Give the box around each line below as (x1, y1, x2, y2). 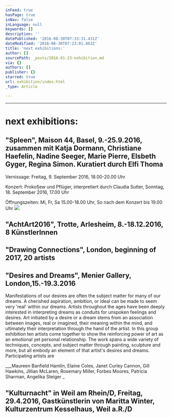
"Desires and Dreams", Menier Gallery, (5, 271, 132, 280)
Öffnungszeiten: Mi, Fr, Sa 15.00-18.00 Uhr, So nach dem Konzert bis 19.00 (5, 199, 163, 205)
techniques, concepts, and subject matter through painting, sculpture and (5, 342, 161, 348)
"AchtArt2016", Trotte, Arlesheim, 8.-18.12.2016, (5, 220, 164, 229)
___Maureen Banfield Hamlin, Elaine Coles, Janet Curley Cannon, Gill (5, 363, 150, 369)
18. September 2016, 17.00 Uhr (5, 189, 69, 195)
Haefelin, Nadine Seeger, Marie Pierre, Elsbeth (5, 152, 156, 161)
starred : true (5, 75, 36, 80)
